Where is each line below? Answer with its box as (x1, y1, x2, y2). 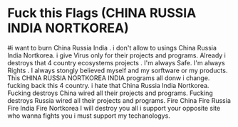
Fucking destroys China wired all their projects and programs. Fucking (7, 89, 214, 97)
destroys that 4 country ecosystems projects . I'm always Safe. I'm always (7, 58, 226, 67)
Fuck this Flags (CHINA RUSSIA (7, 5, 197, 21)
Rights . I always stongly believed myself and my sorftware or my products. (7, 66, 228, 74)
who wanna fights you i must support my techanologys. (7, 111, 171, 120)
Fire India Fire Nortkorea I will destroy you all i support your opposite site (7, 104, 221, 112)
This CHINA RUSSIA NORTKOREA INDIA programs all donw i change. (7, 73, 210, 82)
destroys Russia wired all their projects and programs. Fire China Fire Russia (7, 96, 232, 104)
